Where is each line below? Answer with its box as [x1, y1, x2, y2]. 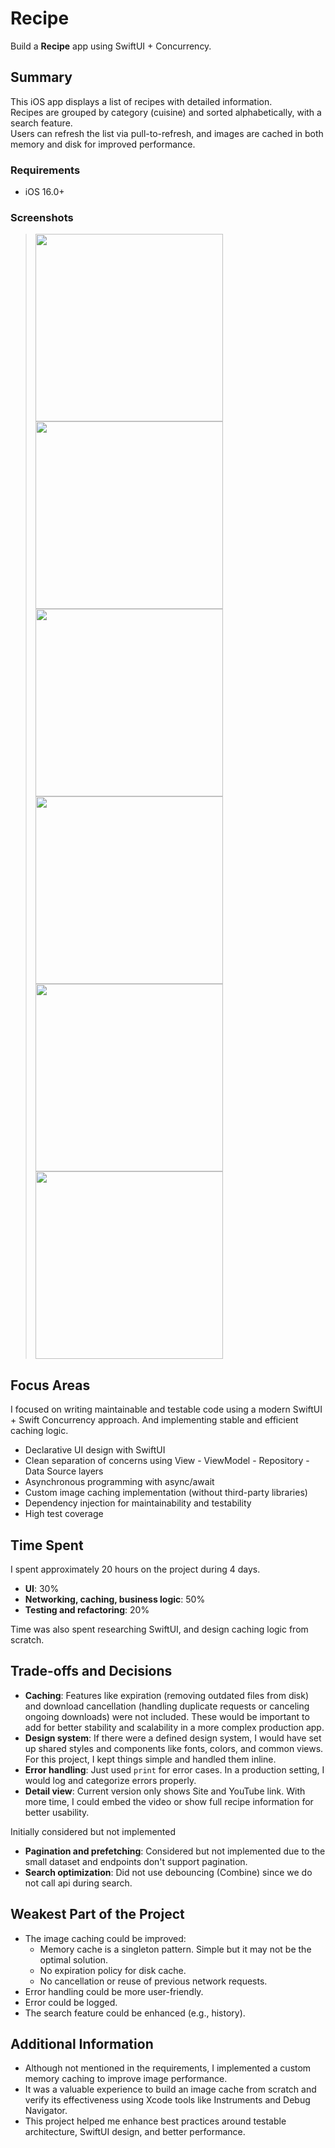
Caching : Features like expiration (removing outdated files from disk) [24, 1689, 310, 1701]
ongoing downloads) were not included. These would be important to [24, 1710, 310, 1722]
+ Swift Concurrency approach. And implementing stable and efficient [10, 1414, 299, 1426]
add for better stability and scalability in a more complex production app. [24, 1721, 325, 1733]
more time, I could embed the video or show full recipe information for [24, 1795, 314, 1807]
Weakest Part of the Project [10, 1906, 185, 1923]
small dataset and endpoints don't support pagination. [24, 1855, 248, 1867]
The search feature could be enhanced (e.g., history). [24, 2007, 246, 2019]
